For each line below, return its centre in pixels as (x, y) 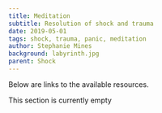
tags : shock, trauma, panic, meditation (78, 39)
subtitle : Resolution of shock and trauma (81, 24)
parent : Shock (32, 62)
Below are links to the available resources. (79, 84)
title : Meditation (39, 16)
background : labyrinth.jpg (54, 54)
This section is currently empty (60, 100)
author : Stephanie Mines (50, 46)
